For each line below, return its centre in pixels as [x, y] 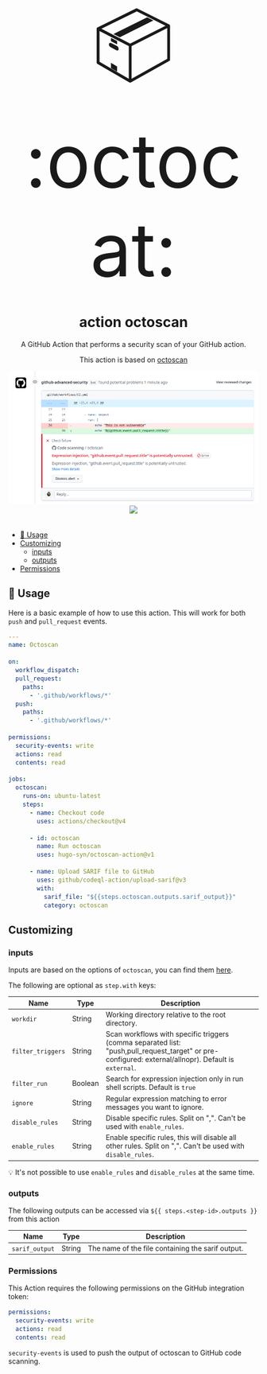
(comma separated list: [143, 1043]
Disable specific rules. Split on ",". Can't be [176, 1118]
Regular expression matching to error [166, 1098]
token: [19, 1297]
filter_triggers [39, 1052]
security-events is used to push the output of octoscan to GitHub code [125, 1353]
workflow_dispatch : [48, 671]
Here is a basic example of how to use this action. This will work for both [127, 613]
